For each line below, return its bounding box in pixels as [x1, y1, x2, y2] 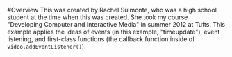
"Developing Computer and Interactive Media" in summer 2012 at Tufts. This [7, 21, 226, 28]
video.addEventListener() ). [7, 43, 86, 50]
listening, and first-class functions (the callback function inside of [7, 35, 195, 43]
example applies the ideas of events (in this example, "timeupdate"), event [7, 27, 220, 36]
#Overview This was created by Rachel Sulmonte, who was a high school [7, 6, 217, 14]
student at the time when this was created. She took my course [7, 13, 188, 21]
